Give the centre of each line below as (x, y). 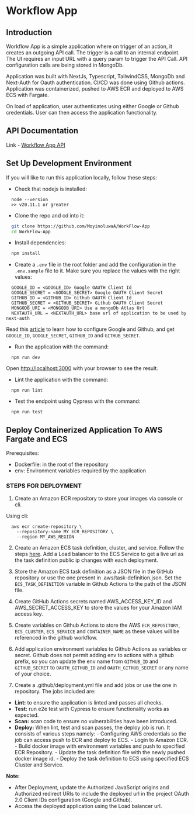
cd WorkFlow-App (31, 232)
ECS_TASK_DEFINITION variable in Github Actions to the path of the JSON (100, 584)
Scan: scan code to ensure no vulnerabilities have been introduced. (96, 721)
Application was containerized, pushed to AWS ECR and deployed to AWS (95, 89)
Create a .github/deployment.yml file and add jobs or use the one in (95, 685)
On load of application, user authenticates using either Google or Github (93, 106)
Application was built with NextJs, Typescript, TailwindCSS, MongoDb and (95, 76)
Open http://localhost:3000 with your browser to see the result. (82, 368)
